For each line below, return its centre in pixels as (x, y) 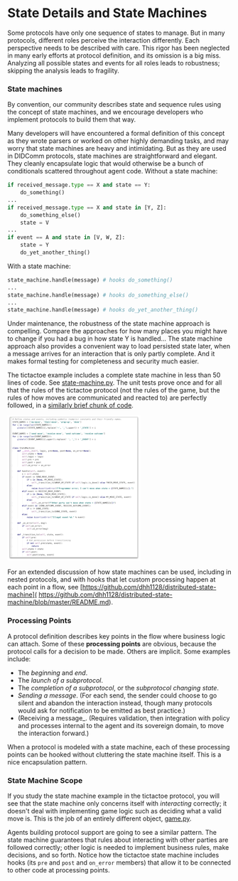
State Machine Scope (45, 780)
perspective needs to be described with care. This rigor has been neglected (119, 48)
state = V (35, 223)
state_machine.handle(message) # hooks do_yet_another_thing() (103, 310)
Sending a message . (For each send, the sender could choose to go (117, 695)
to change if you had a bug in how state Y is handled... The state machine (115, 338)
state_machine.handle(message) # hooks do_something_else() (98, 295)
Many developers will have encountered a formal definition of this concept (116, 134)
